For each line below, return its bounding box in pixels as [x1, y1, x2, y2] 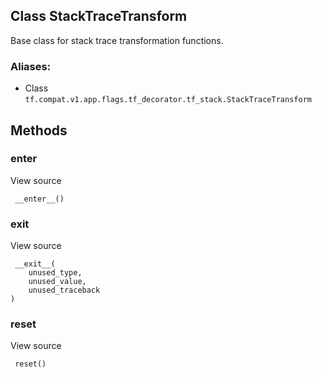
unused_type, [28, 268, 83, 278]
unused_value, [28, 277, 87, 287]
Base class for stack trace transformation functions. [10, 34, 224, 46]
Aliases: [10, 59, 52, 73]
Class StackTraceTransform [10, 8, 188, 25]
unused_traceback [28, 285, 101, 296]
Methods [10, 122, 68, 139]
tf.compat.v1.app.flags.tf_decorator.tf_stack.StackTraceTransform [24, 95, 312, 105]
